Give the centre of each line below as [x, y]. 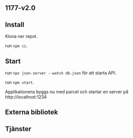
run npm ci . [16, 46]
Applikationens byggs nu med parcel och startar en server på [67, 92]
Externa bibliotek [32, 112]
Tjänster [18, 129]
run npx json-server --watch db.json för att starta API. [61, 73]
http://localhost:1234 [26, 97]
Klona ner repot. [21, 37]
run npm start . [20, 82]
